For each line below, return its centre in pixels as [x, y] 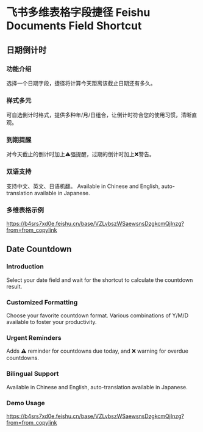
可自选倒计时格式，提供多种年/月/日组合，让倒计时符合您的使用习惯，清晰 [99, 115]
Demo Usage [26, 403]
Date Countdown [39, 249]
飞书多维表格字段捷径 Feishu [78, 13]
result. [14, 286]
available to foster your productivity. [52, 322]
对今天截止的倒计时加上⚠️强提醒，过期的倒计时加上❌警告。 [81, 154]
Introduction [25, 267]
